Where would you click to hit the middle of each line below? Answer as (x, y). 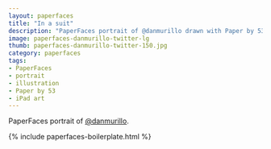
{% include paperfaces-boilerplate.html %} (80, 137)
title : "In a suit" (41, 23)
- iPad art (27, 98)
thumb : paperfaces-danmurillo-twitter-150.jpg (88, 46)
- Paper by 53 (32, 91)
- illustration (34, 83)
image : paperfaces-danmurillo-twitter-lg (79, 38)
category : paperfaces (45, 53)
